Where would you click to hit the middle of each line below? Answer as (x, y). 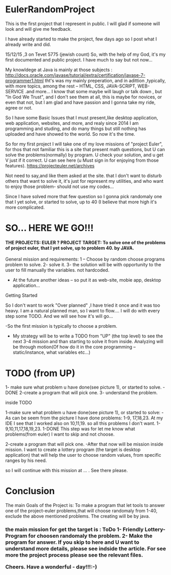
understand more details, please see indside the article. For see (86, 549)
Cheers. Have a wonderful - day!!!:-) (51, 567)
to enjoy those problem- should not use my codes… (59, 186)
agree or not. (19, 108)
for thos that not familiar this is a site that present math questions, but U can (85, 149)
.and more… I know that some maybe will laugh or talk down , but (94, 91)
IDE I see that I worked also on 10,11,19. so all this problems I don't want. (80, 423)
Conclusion (30, 491)
